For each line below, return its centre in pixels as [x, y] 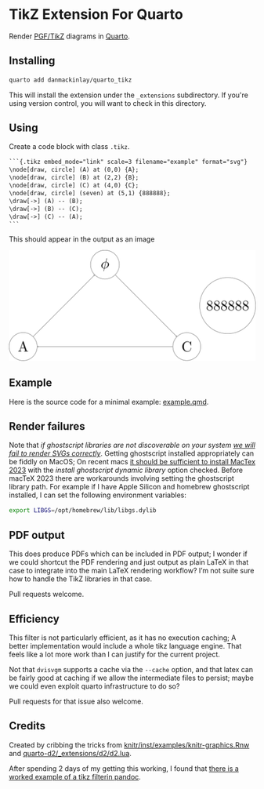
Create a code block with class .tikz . [69, 147]
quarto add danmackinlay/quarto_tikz [71, 80]
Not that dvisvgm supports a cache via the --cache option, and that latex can [131, 669]
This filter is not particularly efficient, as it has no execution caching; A [123, 638]
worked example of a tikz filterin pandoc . [75, 776]
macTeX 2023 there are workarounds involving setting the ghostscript [121, 478]
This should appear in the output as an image [82, 239]
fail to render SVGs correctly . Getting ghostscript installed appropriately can [132, 453]
